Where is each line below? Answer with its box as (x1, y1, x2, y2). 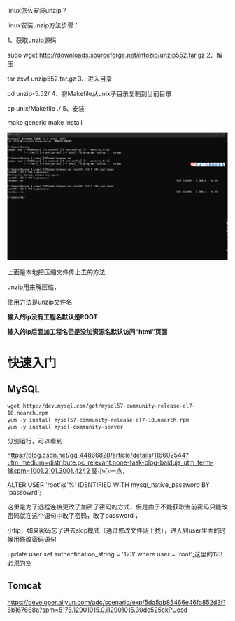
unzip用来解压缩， (7, 283, 61, 291)
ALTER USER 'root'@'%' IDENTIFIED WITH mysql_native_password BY (7, 481, 210, 489)
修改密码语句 (19, 535, 57, 544)
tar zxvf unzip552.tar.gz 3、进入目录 (7, 74, 113, 83)
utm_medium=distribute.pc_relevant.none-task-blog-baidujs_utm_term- (7, 458, 214, 467)
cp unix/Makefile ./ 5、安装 (7, 105, 85, 112)
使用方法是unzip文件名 (7, 298, 73, 307)
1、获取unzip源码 (7, 36, 57, 44)
